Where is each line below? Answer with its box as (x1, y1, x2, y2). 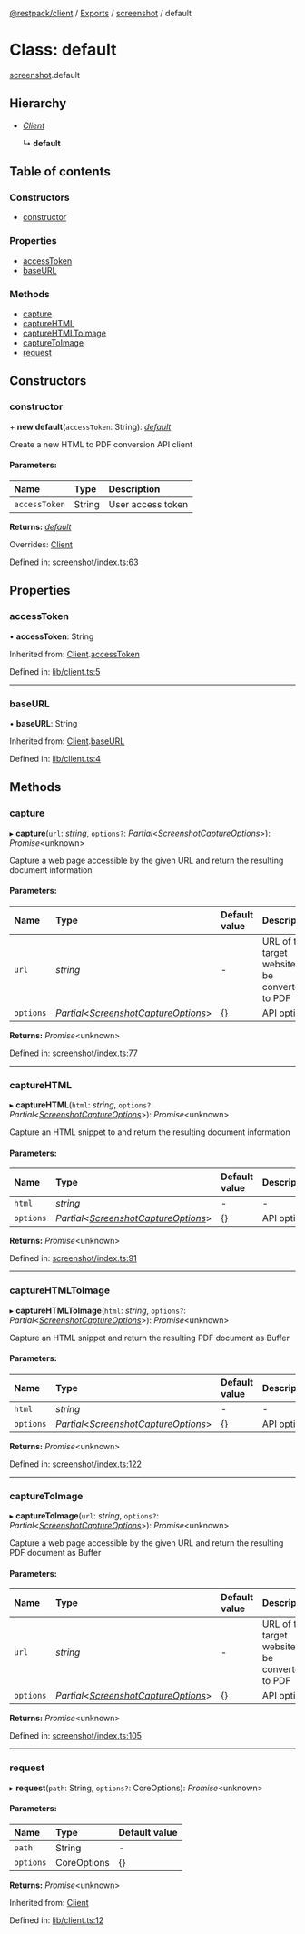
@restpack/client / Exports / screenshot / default (9, 8, 192, 18)
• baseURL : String (9, 717, 78, 728)
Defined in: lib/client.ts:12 (9, 1914, 104, 1926)
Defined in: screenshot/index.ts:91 (9, 1253, 138, 1264)
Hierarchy (9, 95, 67, 112)
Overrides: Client (9, 538, 73, 549)
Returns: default (9, 521, 72, 532)
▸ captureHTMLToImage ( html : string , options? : (9, 1305, 186, 1316)
